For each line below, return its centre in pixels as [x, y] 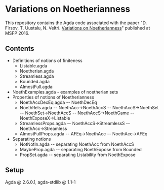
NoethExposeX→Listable [45, 118]
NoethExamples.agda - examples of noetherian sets [65, 92]
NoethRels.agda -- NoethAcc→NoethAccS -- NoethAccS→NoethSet [89, 107]
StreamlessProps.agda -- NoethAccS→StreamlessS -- [75, 123]
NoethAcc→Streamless [43, 128]
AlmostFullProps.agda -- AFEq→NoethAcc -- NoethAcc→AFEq [83, 133]
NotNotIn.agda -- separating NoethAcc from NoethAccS [77, 144]
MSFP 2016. [17, 33]
